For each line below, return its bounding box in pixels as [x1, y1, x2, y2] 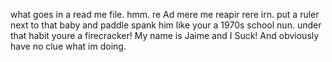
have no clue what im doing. [10, 40, 127, 52]
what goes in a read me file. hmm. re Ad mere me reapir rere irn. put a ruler [10, 9, 320, 20]
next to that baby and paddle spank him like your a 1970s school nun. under [10, 19, 322, 31]
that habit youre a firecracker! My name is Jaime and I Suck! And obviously [10, 30, 320, 41]
